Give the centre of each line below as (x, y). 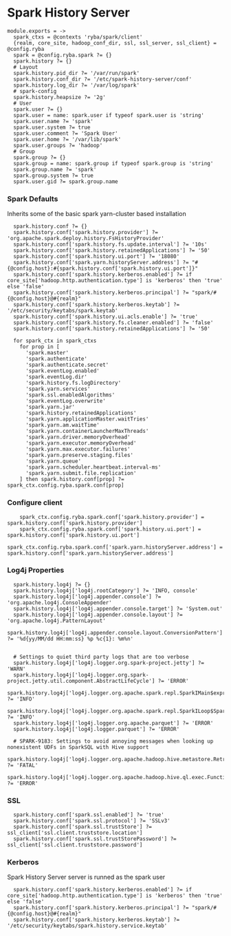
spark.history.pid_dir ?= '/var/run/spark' (76, 73)
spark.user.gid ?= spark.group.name (66, 181)
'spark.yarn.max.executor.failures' (78, 449)
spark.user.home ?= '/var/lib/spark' (67, 139)
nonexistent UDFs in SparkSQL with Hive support (78, 747)
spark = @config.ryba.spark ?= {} (63, 55)
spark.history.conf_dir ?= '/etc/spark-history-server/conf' (103, 79)
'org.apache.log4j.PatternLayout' (57, 621)
